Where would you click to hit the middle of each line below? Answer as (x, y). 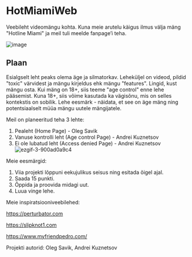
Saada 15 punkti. (34, 178)
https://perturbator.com (35, 213)
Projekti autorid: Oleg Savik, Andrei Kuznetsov (62, 248)
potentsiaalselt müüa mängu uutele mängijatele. (64, 108)
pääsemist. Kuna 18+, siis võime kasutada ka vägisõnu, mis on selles (89, 95)
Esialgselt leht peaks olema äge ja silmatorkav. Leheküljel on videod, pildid (96, 77)
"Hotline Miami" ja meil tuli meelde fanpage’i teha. (66, 33)
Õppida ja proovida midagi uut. (52, 184)
